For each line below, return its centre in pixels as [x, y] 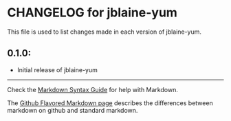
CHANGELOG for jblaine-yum [92, 13]
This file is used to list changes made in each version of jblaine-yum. [104, 32]
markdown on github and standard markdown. [73, 110]
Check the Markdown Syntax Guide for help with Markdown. [93, 89]
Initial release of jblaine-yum [57, 69]
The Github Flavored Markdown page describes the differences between [110, 103]
